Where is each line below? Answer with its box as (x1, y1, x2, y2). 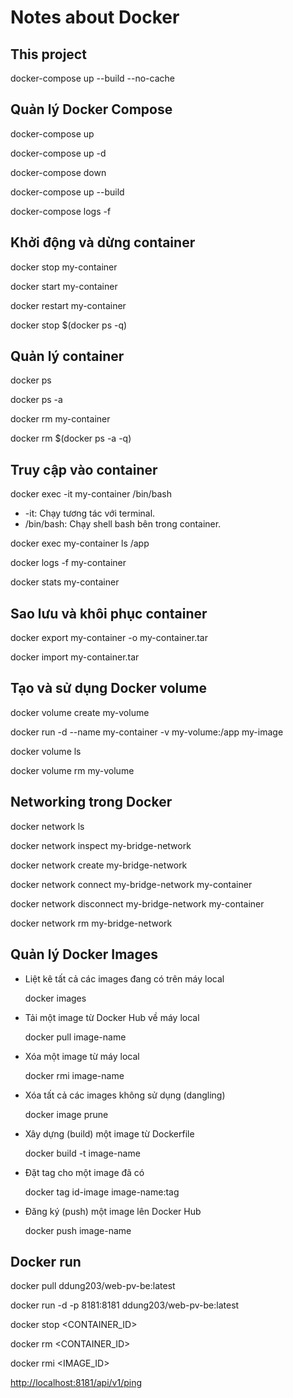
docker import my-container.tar (10, 651, 140, 663)
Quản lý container (10, 348, 125, 365)
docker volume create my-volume (10, 706, 150, 718)
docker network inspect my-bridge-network (10, 839, 192, 851)
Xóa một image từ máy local (24, 1050, 140, 1062)
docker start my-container (10, 280, 118, 292)
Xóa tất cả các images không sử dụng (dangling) (24, 1089, 226, 1101)
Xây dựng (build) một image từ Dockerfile (24, 1127, 195, 1140)
